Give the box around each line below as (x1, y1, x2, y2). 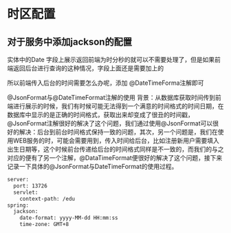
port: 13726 (13, 182, 48, 190)
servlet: (13, 189, 38, 196)
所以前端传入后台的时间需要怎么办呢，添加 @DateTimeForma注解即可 (7, 79, 204, 87)
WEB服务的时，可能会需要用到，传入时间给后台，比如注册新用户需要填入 (12, 136, 220, 145)
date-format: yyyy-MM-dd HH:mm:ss (19, 214, 118, 221)
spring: (7, 201, 30, 209)
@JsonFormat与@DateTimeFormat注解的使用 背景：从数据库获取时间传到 (7, 94, 215, 101)
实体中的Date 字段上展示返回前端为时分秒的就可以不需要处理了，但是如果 (7, 56, 215, 63)
